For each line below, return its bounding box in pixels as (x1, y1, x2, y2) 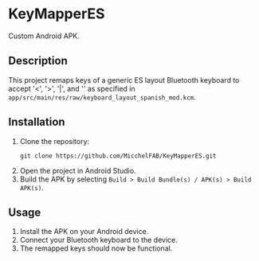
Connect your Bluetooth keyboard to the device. (19, 236, 178, 245)
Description (8, 54, 68, 68)
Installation (8, 115, 65, 129)
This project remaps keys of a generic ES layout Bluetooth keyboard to (8, 75, 240, 84)
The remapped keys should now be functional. (19, 243, 173, 253)
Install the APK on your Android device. (19, 227, 149, 236)
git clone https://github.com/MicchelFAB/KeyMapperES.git (19, 152, 217, 160)
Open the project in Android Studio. (19, 166, 137, 175)
